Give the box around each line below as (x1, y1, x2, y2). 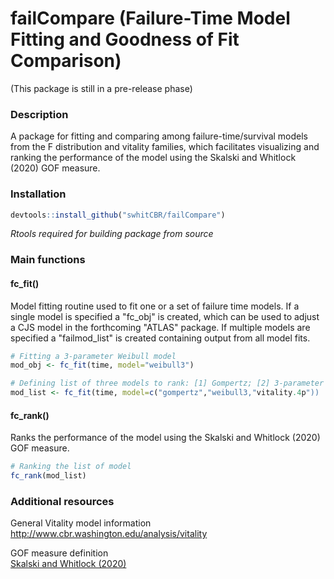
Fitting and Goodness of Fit (10, 28, 240, 51)
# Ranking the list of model (10, 462, 132, 472)
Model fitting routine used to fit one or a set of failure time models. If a (10, 300, 300, 312)
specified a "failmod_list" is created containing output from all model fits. (10, 332, 311, 344)
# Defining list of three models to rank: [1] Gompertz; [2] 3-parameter (10, 378, 325, 389)
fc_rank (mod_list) (10, 471, 87, 481)
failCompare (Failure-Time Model (10, 7, 291, 30)
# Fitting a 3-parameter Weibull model (10, 351, 177, 361)
